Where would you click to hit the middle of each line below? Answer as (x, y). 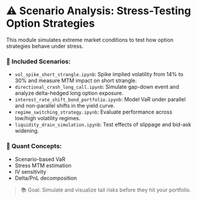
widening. (27, 131)
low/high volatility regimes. (47, 118)
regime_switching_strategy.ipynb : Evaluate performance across (93, 112)
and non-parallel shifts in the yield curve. (65, 106)
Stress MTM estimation (43, 165)
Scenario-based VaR (40, 159)
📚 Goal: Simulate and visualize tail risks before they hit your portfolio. (106, 190)
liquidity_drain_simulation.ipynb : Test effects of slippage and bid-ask (103, 125)
